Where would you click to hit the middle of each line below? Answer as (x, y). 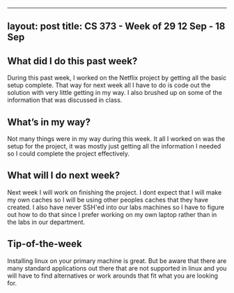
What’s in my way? (49, 122)
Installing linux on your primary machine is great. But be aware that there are (117, 261)
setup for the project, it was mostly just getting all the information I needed (114, 146)
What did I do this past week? (72, 61)
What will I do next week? (64, 175)
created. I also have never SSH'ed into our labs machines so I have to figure (116, 207)
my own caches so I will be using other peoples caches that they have (108, 200)
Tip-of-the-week (45, 244)
